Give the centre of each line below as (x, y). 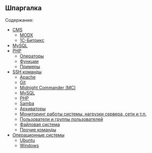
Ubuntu (27, 140)
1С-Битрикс (32, 40)
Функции (29, 61)
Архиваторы (33, 108)
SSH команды (27, 72)
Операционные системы (38, 135)
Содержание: (19, 20)
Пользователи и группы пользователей (61, 119)
